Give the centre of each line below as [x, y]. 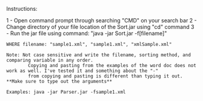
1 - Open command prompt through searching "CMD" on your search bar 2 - [101, 20]
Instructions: [22, 9]
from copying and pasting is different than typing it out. [105, 76]
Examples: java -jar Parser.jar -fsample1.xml [66, 92]
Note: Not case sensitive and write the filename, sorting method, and [98, 55]
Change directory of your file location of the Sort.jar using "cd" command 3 [100, 27]
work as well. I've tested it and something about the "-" [82, 71]
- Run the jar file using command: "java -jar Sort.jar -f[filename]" [87, 33]
